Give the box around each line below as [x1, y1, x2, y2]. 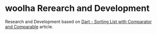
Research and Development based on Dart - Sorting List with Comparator [5, 19, 152, 24]
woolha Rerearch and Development [5, 3, 150, 14]
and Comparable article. [5, 23, 53, 29]
